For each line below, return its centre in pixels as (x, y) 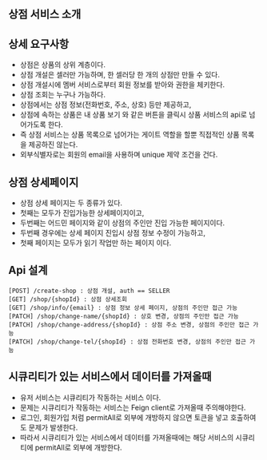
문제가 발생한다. (53, 427)
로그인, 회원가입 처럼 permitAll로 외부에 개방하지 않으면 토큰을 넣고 (124, 417)
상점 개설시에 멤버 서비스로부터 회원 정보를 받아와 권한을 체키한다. (122, 85)
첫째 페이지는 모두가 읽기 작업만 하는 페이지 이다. (96, 243)
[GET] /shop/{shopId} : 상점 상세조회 (68, 299)
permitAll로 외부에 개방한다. (78, 447)
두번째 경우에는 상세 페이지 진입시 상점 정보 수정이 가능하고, (113, 233)
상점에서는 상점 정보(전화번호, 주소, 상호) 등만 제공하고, (106, 105)
